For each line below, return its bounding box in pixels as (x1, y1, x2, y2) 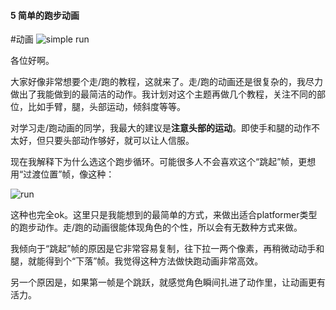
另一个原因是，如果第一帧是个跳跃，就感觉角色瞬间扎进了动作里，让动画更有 (10, 276, 326, 289)
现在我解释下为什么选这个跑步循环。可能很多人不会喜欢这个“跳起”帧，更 (10, 156, 308, 168)
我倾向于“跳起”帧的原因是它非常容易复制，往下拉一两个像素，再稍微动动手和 (10, 243, 325, 255)
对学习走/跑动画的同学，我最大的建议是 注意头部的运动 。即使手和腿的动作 (10, 122, 312, 134)
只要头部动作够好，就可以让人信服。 (44, 135, 195, 147)
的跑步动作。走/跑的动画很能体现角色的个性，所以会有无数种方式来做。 (10, 221, 303, 234)
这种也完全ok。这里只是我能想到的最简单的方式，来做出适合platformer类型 (10, 209, 318, 221)
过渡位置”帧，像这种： (23, 168, 115, 180)
